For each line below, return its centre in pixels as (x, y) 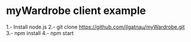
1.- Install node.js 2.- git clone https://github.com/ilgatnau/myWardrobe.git (95, 27)
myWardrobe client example (76, 11)
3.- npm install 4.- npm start (40, 33)
